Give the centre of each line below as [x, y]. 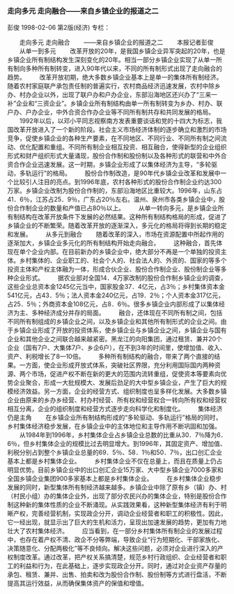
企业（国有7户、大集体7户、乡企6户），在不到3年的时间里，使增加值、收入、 [117, 348]
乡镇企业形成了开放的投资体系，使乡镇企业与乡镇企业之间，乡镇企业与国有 [120, 330]
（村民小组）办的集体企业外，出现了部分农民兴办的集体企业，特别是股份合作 [117, 496]
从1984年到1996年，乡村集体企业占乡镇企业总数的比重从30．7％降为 [118, 435]
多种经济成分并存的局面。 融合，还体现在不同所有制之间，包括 [127, 313]
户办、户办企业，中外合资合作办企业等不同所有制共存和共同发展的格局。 [111, 112]
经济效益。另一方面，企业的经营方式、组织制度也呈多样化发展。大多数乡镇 [120, 392]
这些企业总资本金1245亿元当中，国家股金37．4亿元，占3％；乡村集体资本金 [116, 287]
